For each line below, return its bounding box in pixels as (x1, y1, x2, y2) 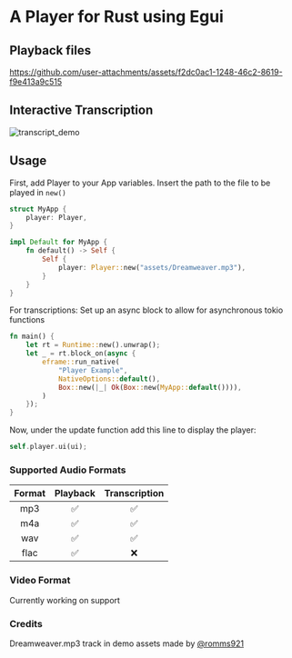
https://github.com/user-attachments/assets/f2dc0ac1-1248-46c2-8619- (9, 66, 284, 77)
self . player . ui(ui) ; (9, 443, 88, 452)
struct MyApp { (9, 204, 67, 214)
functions (9, 314, 45, 325)
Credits (9, 617, 43, 630)
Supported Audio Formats (9, 464, 126, 476)
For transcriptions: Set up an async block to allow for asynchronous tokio (9, 304, 284, 315)
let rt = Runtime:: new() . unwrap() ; (25, 341, 161, 350)
